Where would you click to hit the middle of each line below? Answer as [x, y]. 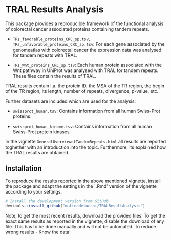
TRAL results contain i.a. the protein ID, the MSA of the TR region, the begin [85, 86]
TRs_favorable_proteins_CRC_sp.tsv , [51, 39]
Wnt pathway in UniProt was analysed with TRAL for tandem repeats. [85, 70]
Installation [24, 169]
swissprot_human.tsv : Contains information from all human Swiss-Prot [86, 111]
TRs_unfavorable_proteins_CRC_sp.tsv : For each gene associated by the [89, 44]
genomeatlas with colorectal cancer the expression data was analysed [87, 50]
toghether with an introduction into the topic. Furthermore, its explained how [86, 147]
